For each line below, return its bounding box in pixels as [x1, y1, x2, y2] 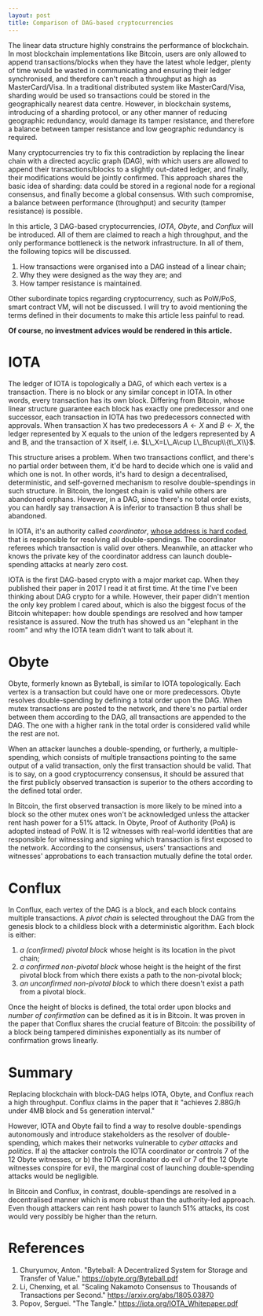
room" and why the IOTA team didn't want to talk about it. [8, 625, 194, 635]
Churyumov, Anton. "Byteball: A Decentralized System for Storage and [19, 1266, 248, 1275]
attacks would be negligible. [8, 1171, 100, 1181]
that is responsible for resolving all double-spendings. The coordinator [8, 535, 236, 544]
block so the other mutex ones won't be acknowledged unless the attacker [8, 809, 250, 819]
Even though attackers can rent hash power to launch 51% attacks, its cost [8, 1204, 250, 1213]
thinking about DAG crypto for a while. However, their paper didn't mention [8, 592, 250, 602]
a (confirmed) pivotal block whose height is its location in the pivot [19, 946, 236, 955]
